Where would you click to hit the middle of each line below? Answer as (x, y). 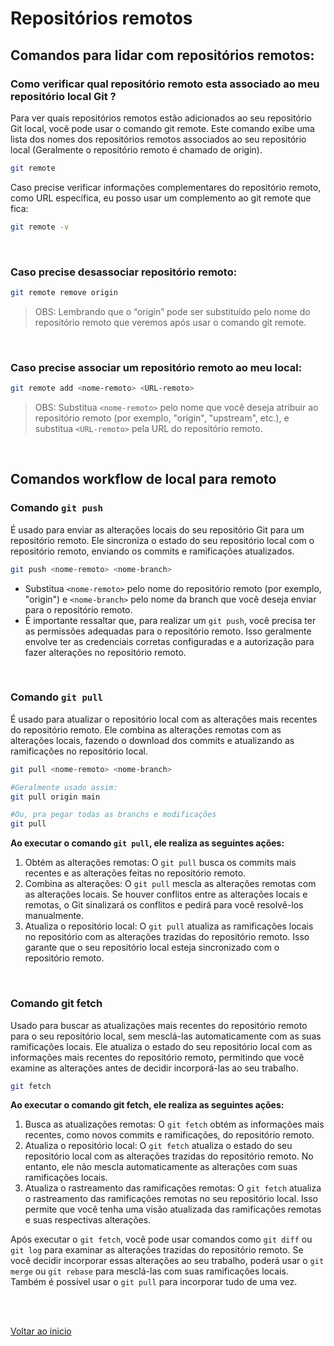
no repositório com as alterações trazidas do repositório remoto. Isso (167, 937)
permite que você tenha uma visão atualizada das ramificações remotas (173, 1209)
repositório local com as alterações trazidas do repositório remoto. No (169, 1156)
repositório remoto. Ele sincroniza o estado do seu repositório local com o (162, 540)
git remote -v (40, 227)
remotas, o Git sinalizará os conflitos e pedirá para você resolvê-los (164, 905)
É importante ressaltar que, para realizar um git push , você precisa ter (170, 620)
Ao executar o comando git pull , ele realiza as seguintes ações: (147, 843)
